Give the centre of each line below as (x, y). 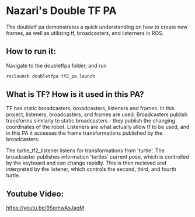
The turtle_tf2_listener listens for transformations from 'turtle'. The (86, 150)
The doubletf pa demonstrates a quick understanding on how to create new (97, 27)
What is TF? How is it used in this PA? (75, 94)
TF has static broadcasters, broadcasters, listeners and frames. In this (90, 108)
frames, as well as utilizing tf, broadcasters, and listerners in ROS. (85, 33)
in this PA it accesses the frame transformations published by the (84, 133)
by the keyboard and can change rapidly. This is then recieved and (86, 163)
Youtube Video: (35, 194)
